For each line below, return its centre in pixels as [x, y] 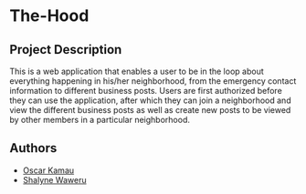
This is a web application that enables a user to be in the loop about [137, 71]
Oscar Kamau [48, 170]
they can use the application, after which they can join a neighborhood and [150, 100]
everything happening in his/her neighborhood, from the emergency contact [153, 81]
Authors [33, 148]
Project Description [66, 50]
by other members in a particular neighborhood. [100, 120]
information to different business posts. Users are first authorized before [146, 91]
